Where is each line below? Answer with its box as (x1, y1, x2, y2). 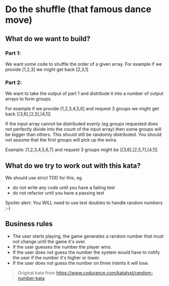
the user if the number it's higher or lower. (12, 254, 100, 261)
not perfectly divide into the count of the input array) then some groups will (5, 126, 161, 132)
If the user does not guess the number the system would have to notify (12, 249, 160, 255)
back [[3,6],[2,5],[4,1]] (5, 111, 51, 117)
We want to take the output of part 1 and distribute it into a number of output (5, 90, 164, 97)
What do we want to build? (5, 34, 91, 43)
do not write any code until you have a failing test (12, 184, 115, 190)
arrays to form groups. (5, 96, 52, 102)
